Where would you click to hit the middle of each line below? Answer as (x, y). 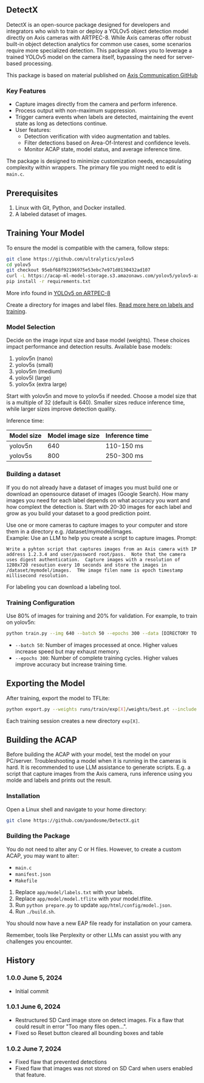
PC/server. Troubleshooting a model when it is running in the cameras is (97, 761)
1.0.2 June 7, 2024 (34, 1048)
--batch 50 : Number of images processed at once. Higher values (96, 645)
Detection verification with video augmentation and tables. (97, 137)
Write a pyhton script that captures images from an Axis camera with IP (102, 549)
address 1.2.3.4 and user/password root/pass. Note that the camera (96, 554)
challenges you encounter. (39, 941)
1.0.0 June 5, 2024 (34, 978)
